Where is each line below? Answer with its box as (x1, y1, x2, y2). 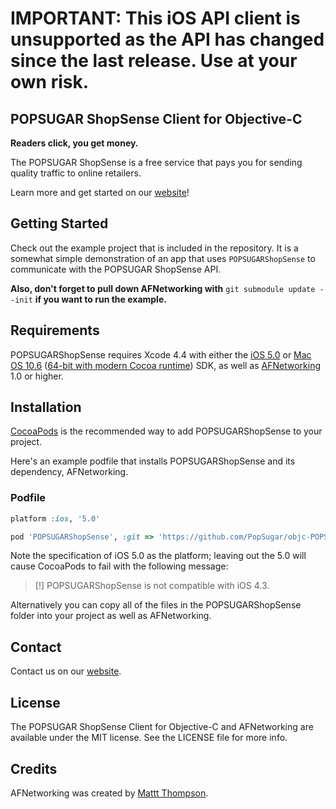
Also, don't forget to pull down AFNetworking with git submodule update (10, 282, 316, 294)
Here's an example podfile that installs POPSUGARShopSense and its (10, 455, 296, 467)
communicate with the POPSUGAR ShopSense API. (10, 263, 222, 275)
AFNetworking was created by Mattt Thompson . (10, 787, 209, 799)
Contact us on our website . (10, 665, 122, 677)
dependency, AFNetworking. (10, 466, 129, 478)
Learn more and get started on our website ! (10, 187, 190, 198)
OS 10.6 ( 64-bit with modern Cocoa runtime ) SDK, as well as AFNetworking (10, 359, 322, 371)
